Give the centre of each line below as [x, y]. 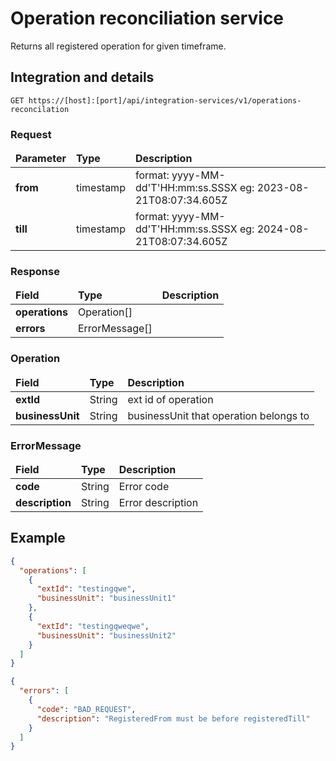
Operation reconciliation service [147, 18]
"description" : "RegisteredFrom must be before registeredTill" [173, 718]
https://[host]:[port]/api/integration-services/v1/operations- [165, 100]
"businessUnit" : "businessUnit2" [106, 635]
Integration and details [82, 77]
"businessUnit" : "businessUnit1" [106, 598]
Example [38, 538]
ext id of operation [170, 399]
